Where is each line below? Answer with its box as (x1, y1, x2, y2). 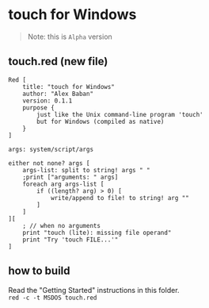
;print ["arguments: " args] (22, 173, 119, 181)
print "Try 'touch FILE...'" (22, 236, 119, 244)
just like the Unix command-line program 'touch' (36, 110, 203, 118)
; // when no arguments (22, 221, 101, 229)
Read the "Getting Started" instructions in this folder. (8, 285, 180, 295)
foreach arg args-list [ (22, 180, 104, 188)
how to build (8, 264, 70, 278)
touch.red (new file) (8, 55, 108, 68)
